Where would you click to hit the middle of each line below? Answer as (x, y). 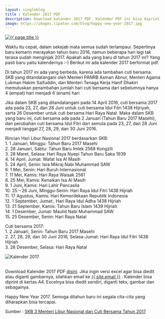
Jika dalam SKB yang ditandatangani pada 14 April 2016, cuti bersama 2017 (81, 103)
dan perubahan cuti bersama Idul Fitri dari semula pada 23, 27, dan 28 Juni (81, 124)
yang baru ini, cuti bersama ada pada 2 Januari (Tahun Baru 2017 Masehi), (81, 118)
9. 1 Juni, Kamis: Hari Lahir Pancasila (42, 186)
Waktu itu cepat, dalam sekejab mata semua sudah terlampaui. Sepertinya (80, 47)
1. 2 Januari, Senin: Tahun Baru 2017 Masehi (50, 231)
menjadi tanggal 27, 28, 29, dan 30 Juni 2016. (51, 129)
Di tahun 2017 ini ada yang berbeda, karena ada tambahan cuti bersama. (79, 72)
